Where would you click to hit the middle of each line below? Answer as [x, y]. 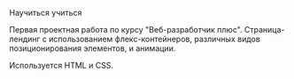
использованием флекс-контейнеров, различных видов [155, 39]
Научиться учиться [46, 13]
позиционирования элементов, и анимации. [93, 48]
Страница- [264, 29]
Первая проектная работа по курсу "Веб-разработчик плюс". [126, 29]
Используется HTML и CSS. [61, 65]
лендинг [25, 39]
